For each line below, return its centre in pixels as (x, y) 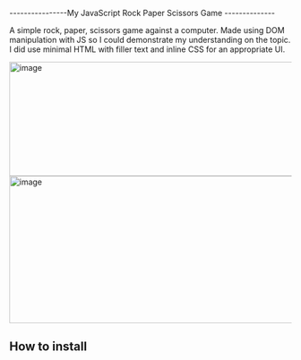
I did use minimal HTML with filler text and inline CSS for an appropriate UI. (147, 49)
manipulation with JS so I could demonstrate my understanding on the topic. (150, 40)
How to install (48, 347)
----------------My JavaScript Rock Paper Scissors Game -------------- (142, 13)
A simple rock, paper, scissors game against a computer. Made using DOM (147, 30)
